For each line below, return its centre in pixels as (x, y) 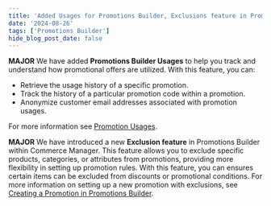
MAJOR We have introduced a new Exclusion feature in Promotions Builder (134, 142)
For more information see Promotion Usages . (83, 126)
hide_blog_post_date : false (56, 38)
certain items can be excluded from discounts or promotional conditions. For (135, 176)
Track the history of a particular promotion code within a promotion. (133, 94)
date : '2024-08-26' (41, 23)
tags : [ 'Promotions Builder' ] (59, 31)
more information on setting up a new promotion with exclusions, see (123, 185)
